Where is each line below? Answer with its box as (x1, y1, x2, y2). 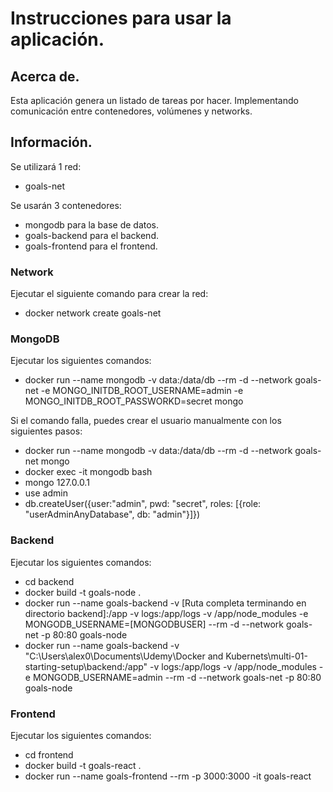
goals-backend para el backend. (24, 229, 159, 241)
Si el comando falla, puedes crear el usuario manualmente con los (10, 415, 282, 427)
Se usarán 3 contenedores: (10, 199, 122, 211)
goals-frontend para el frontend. (24, 240, 158, 252)
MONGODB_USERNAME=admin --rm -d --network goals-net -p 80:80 (32, 671, 322, 683)
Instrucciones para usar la (10, 7, 232, 30)
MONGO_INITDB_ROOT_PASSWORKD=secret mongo (24, 395, 244, 407)
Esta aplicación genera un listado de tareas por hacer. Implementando (10, 95, 299, 106)
